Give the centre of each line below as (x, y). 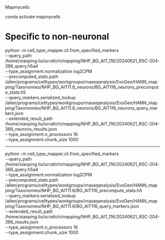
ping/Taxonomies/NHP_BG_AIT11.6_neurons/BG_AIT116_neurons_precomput (82, 87)
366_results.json (22, 222)
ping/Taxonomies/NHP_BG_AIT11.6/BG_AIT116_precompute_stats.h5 (74, 190)
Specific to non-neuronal (57, 37)
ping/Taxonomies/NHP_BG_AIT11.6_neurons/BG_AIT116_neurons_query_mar (82, 108)
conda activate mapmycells (33, 17)
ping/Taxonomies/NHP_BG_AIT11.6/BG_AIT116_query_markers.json (72, 206)
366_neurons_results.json (31, 129)
